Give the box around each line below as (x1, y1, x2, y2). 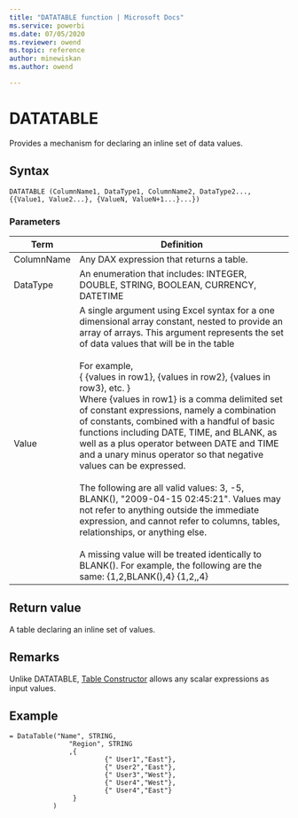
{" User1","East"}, (104, 755, 176, 764)
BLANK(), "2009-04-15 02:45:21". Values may (79, 492, 281, 505)
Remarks (9, 649, 60, 665)
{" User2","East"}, (104, 763, 176, 772)
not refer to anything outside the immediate (79, 503, 260, 515)
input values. (9, 682, 56, 693)
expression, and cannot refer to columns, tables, (79, 515, 281, 527)
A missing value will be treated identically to (79, 547, 262, 560)
